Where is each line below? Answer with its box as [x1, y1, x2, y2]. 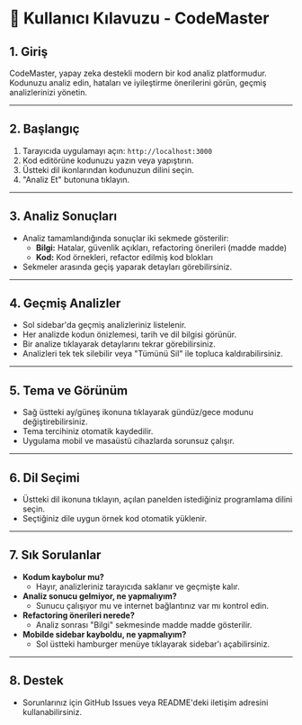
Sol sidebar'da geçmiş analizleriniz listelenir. [22, 320, 187, 331]
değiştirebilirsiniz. [22, 416, 88, 427]
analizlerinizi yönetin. [9, 87, 88, 97]
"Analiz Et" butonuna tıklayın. [22, 174, 130, 185]
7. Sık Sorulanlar [9, 548, 102, 563]
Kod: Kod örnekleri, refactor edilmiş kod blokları [35, 251, 214, 262]
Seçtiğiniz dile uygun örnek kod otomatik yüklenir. [22, 513, 208, 524]
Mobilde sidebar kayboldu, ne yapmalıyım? [22, 629, 187, 639]
